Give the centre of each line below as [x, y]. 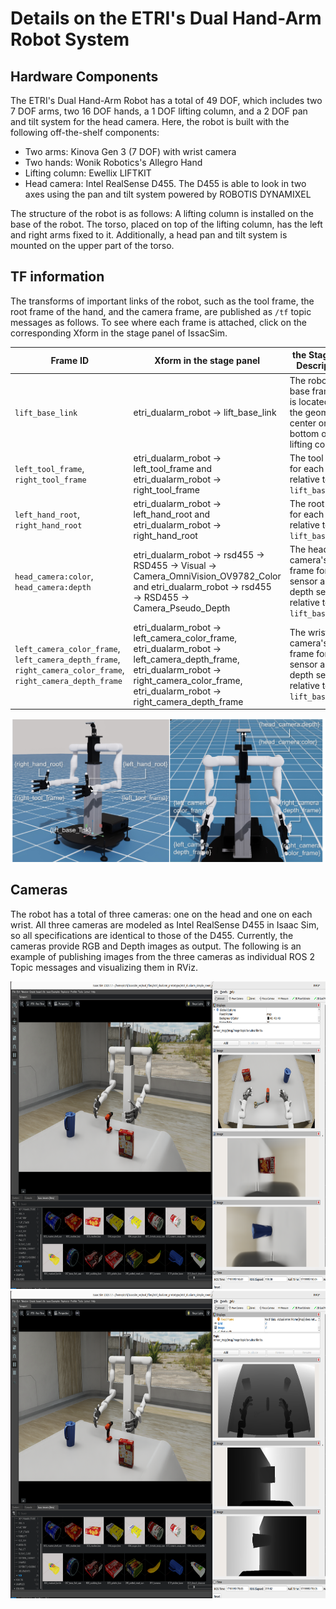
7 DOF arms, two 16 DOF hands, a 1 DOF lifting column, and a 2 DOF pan [159, 111]
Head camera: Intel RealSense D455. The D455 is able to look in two [165, 183]
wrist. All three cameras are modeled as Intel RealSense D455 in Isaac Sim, [165, 924]
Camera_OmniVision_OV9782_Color [207, 576]
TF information [57, 277]
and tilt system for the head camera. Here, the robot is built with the [150, 121]
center [303, 423]
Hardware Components [84, 76]
